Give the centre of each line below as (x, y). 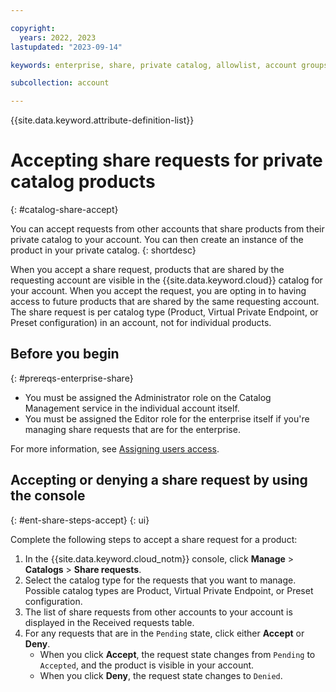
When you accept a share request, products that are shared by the (147, 270)
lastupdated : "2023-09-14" (66, 47)
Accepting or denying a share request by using (159, 480)
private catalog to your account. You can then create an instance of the (157, 240)
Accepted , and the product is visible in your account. (147, 665)
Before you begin (65, 354)
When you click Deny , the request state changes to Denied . (161, 675)
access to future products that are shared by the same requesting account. (165, 302)
